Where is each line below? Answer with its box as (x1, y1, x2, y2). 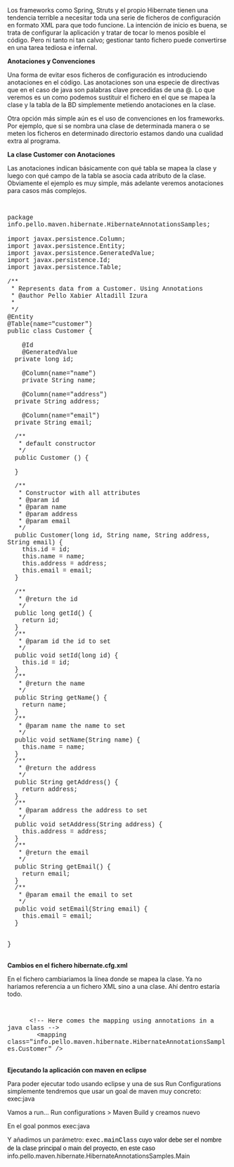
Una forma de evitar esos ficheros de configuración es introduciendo (7, 70, 207, 79)
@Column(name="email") (22, 412, 100, 420)
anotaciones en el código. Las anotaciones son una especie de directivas (7, 78, 220, 87)
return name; (22, 701, 67, 709)
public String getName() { (14, 694, 108, 701)
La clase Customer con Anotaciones (7, 151, 116, 158)
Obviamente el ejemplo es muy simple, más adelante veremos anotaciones (7, 179, 223, 187)
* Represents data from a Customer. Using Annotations (11, 285, 204, 293)
